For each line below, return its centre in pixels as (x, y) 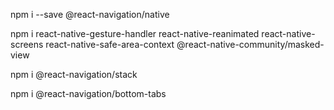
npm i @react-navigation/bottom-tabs (88, 93)
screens (27, 44)
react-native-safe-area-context (110, 44)
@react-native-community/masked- (250, 44)
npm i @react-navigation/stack (74, 74)
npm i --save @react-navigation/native (90, 14)
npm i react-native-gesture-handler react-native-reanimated (135, 33)
